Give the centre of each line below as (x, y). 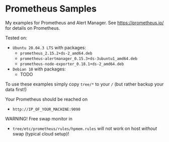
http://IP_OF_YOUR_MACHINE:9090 (46, 109)
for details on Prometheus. (33, 28)
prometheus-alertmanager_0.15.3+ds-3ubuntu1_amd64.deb (78, 58)
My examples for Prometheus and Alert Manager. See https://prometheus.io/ (84, 23)
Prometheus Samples (51, 9)
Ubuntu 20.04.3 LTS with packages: (49, 47)
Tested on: (16, 38)
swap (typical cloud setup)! (41, 133)
